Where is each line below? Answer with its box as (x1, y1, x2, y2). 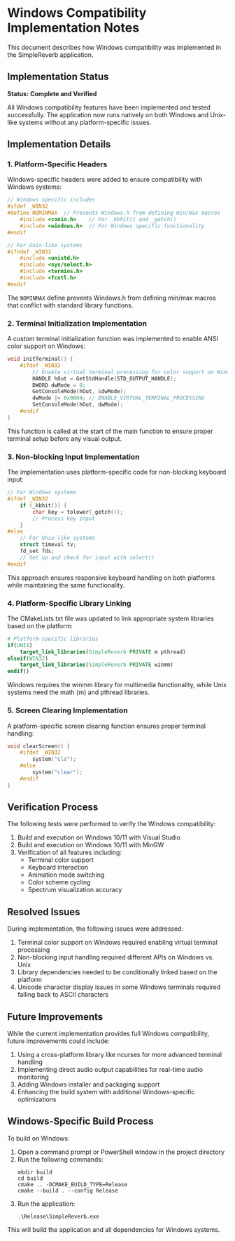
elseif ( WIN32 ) (7, 655, 49, 662)
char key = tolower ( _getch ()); (32, 508, 124, 515)
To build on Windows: (7, 1134, 70, 1142)
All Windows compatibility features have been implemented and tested (7, 103, 211, 112)
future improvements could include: (7, 1037, 110, 1045)
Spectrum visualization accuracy (27, 886, 122, 894)
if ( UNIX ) (7, 642, 33, 649)
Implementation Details (7, 138, 111, 150)
